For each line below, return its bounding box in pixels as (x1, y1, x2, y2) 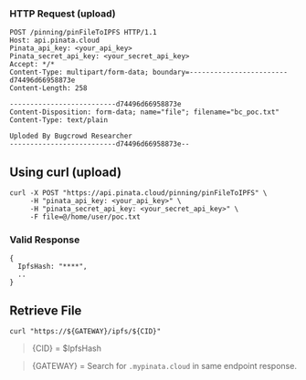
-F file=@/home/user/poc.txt (29, 212, 142, 221)
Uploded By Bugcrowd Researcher (9, 131, 132, 141)
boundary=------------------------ (152, 67, 288, 77)
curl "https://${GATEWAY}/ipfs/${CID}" (9, 327, 162, 336)
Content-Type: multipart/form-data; (9, 67, 149, 77)
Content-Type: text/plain (9, 116, 108, 125)
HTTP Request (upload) (9, 7, 116, 20)
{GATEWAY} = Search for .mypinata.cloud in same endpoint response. (31, 361, 297, 372)
